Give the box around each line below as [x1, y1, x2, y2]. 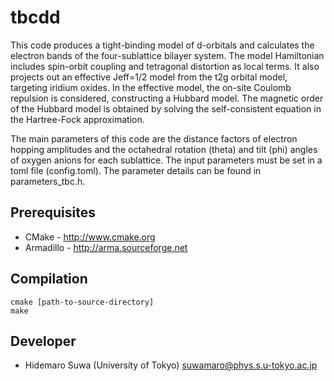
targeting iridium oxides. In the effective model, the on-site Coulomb [10, 81, 292, 93]
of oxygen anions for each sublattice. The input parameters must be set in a [10, 154, 323, 166]
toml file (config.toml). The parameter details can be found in [10, 164, 262, 176]
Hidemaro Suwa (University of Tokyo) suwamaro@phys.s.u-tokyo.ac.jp [24, 359, 318, 371]
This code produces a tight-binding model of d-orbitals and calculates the [10, 39, 315, 51]
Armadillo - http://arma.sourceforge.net [24, 241, 188, 253]
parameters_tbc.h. [10, 175, 86, 187]
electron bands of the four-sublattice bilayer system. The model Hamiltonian [10, 49, 325, 61]
